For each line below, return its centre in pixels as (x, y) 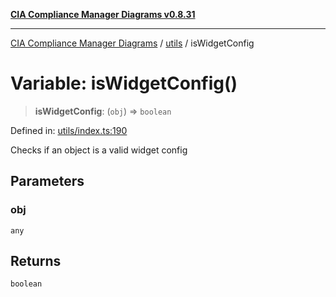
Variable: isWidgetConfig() (124, 83)
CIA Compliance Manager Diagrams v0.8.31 (103, 14)
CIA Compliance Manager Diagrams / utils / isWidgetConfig (132, 43)
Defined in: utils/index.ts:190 (69, 130)
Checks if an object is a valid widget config (99, 150)
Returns (36, 261)
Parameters (47, 181)
